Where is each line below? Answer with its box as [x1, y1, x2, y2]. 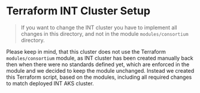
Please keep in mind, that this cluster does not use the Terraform [6, 48, 166, 55]
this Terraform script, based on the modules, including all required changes [6, 73, 192, 80]
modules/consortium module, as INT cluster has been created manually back [6, 54, 193, 61]
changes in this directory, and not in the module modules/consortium [20, 30, 189, 37]
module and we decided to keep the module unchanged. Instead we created [6, 67, 195, 74]
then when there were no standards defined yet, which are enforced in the [6, 61, 190, 68]
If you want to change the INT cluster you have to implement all [20, 24, 178, 31]
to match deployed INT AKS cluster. [6, 79, 94, 87]
